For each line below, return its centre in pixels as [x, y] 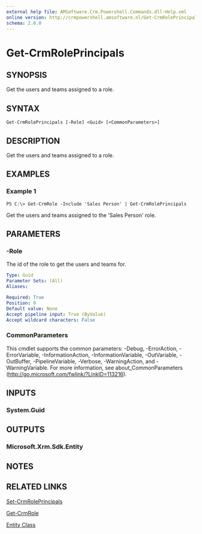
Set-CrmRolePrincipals [35, 501]
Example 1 [21, 192]
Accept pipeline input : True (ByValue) [56, 314]
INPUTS [21, 393]
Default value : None [32, 309]
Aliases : [17, 287]
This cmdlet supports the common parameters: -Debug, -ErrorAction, [92, 348]
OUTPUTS [26, 429]
